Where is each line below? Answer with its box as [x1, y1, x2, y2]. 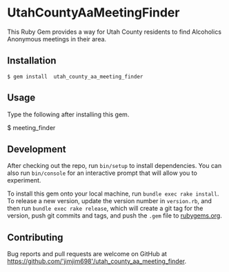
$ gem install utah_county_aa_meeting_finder [7, 73, 143, 80]
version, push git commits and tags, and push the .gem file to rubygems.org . [7, 211, 223, 220]
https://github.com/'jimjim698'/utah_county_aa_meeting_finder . [7, 257, 187, 266]
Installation [7, 55, 57, 67]
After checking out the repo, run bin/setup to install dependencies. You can [7, 162, 222, 170]
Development [7, 143, 67, 155]
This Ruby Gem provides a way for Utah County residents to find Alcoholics [7, 28, 222, 36]
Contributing [7, 231, 63, 243]
